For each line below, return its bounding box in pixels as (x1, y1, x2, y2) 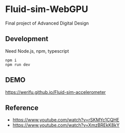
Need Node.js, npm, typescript (5, 48, 69, 54)
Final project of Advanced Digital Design (5, 20, 89, 26)
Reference (5, 103, 39, 112)
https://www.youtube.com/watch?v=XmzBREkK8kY (12, 122, 120, 128)
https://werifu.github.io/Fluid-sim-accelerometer (5, 89, 106, 95)
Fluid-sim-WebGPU (5, 4, 88, 15)
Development (5, 35, 49, 43)
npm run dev (5, 62, 30, 67)
